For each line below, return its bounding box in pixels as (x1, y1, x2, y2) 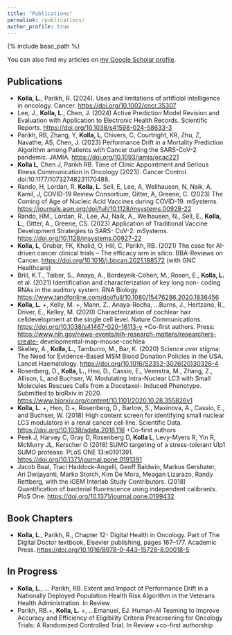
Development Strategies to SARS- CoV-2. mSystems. (17, 227, 168, 235)
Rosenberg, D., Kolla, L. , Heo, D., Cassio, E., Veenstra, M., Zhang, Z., (17, 367, 213, 375)
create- (17, 337, 39, 346)
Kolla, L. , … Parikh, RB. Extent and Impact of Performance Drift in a (17, 584, 208, 592)
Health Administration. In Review (17, 598, 111, 607)
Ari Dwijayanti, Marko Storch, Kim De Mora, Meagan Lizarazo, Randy (17, 470, 213, 479)
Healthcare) (17, 264, 51, 272)
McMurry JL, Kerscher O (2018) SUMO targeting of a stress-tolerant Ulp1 (17, 441, 226, 449)
